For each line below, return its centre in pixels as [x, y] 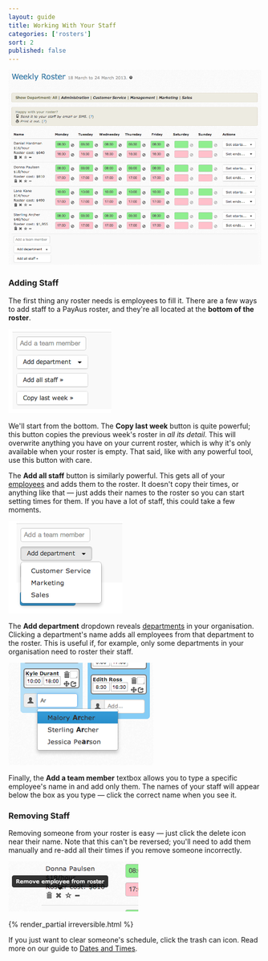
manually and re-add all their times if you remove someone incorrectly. [125, 849]
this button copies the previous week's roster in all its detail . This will [122, 434]
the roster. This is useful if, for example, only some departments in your [126, 643]
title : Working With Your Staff [62, 25]
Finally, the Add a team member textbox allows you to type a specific [123, 777]
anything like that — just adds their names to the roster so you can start [126, 493]
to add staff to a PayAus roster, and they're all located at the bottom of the [131, 309]
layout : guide [32, 17]
